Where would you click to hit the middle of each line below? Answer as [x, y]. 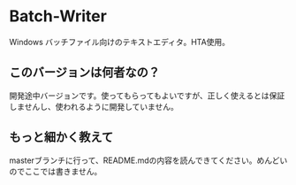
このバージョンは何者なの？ [85, 73]
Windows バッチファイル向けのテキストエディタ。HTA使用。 [120, 42]
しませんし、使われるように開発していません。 [94, 106]
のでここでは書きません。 [56, 171]
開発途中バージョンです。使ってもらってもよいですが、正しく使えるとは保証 [147, 96]
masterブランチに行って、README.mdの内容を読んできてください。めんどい [148, 160]
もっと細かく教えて [61, 138]
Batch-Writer [58, 16]
